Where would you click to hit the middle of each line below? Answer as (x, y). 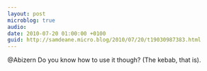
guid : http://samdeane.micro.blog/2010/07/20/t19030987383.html (104, 40)
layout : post (27, 14)
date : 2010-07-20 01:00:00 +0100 (57, 33)
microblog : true (31, 20)
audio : (17, 27)
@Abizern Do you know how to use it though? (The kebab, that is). (104, 60)
